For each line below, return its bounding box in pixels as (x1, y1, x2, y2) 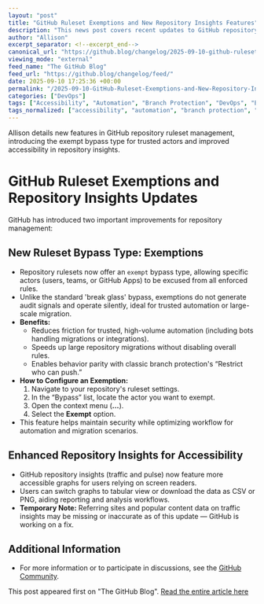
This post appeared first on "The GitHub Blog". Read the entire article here (8, 587, 249, 596)
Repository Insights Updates (8, 190, 198, 207)
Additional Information (8, 542, 121, 555)
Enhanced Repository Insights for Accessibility (8, 449, 244, 462)
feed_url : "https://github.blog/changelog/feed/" (8, 70, 174, 78)
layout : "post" (8, 11, 58, 20)
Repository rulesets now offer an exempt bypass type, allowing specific (19, 267, 249, 276)
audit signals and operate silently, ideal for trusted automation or (19, 300, 229, 310)
